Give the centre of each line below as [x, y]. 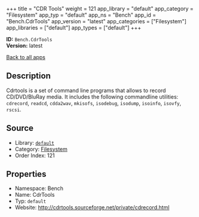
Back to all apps [26, 57]
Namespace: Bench [39, 188]
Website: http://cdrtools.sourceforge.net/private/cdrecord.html [92, 207]
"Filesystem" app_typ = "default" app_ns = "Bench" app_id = [81, 15]
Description [28, 76]
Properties [26, 174]
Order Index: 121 [35, 155]
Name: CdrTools [35, 195]
